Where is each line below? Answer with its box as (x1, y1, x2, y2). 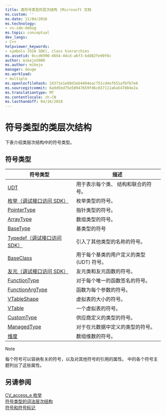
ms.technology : (5, 21, 37, 26)
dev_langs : (5, 35, 28, 40)
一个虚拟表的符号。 (76, 305, 121, 312)
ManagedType (7, 323, 41, 330)
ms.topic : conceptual (5, 30, 50, 35)
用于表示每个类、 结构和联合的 (76, 181, 147, 187)
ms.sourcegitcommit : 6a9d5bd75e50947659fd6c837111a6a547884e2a (5, 85, 138, 91)
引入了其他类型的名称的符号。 (76, 238, 146, 245)
